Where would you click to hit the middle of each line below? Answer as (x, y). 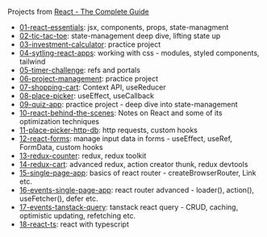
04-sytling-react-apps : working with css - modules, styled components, (139, 53)
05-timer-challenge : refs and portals (79, 70)
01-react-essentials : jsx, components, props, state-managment (124, 27)
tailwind (32, 61)
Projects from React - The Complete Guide (79, 12)
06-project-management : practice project (89, 79)
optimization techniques (59, 121)
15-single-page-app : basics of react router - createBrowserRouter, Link (138, 173)
